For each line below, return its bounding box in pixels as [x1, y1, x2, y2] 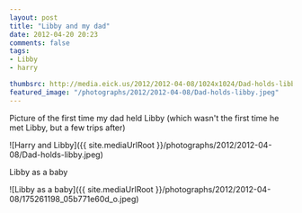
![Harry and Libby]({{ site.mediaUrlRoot [9, 139, 155, 150]
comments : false [9, 38, 70, 48]
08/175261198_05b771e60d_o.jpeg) [9, 193, 139, 204]
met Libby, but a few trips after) [9, 122, 126, 133]
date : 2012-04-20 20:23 [9, 30, 99, 39]
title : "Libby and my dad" [9, 22, 111, 31]
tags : [9, 47, 30, 56]
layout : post [9, 13, 58, 22]
